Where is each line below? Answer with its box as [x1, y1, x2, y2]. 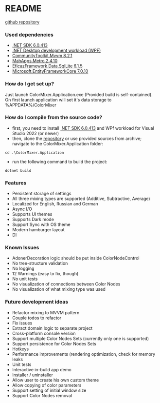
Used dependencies [5, 31, 53, 38]
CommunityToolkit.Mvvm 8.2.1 [12, 53, 73, 59]
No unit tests [12, 276, 38, 282]
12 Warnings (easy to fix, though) [12, 271, 79, 277]
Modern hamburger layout [12, 227, 65, 233]
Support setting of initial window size [12, 387, 87, 393]
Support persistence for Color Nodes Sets [12, 341, 96, 346]
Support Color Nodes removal [12, 392, 72, 398]
